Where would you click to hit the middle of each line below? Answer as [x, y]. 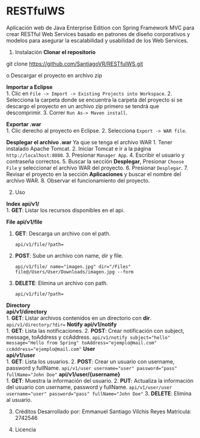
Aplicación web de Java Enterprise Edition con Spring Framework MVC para [100, 28]
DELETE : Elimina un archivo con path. [61, 283]
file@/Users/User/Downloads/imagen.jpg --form [74, 272]
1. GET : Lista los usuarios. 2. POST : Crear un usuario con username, [90, 361]
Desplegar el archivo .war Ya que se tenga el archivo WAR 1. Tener [89, 142]
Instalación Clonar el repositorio [55, 52]
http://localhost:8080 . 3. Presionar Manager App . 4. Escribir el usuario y [95, 155]
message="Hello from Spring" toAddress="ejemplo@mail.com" [82, 343]
